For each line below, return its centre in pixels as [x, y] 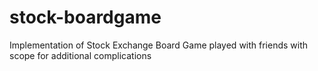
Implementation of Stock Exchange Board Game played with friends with [159, 45]
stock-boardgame [85, 17]
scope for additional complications [80, 55]
